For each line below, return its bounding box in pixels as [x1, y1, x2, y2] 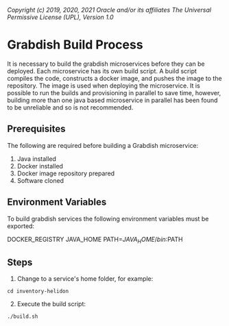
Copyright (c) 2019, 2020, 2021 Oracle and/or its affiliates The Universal [7, 6, 211, 14]
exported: [7, 222, 35, 230]
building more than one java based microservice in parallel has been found [7, 96, 218, 104]
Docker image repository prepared [16, 169, 115, 177]
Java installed [16, 154, 57, 163]
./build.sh [7, 313, 38, 321]
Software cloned [16, 176, 64, 184]
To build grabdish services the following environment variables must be [7, 214, 209, 223]
